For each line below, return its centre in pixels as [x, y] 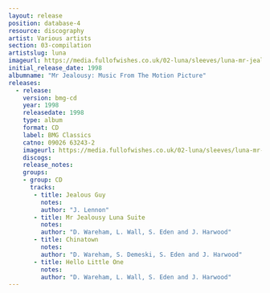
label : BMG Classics [57, 135]
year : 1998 [41, 105]
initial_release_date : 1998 [55, 68]
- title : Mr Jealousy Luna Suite [90, 218]
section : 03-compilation [50, 46]
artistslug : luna [37, 53]
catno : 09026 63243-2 [59, 142]
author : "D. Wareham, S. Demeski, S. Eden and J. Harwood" [141, 254]
